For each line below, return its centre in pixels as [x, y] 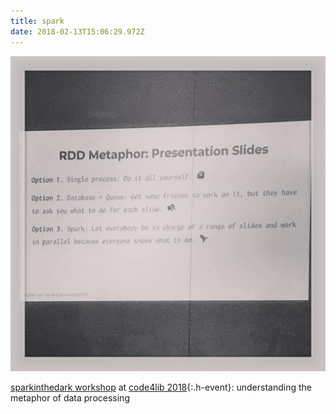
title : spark [37, 21]
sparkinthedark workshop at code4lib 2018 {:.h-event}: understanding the [161, 387]
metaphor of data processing [70, 397]
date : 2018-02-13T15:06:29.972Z [77, 31]
